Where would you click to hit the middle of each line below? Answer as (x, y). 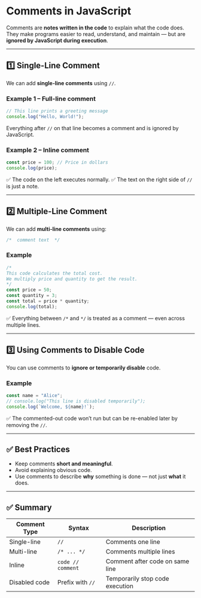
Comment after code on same (147, 561)
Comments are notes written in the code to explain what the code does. (95, 28)
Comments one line (133, 542)
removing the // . (27, 425)
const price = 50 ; (29, 290)
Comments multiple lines (140, 552)
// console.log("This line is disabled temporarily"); (76, 401)
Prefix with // (77, 582)
